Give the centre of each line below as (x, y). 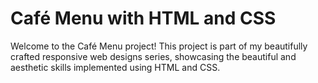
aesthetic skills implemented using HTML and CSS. (115, 67)
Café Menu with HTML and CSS (143, 18)
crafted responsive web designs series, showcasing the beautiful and (153, 56)
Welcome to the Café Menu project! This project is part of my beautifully (159, 46)
